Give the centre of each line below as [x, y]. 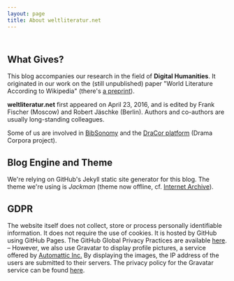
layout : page [26, 14]
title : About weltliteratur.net [54, 20]
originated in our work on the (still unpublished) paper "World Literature [110, 84]
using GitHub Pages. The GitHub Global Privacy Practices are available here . [117, 240]
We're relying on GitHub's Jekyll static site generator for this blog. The [109, 180]
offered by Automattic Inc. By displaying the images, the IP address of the [113, 255]
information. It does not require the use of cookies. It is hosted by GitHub [112, 233]
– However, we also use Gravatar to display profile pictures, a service [107, 247]
